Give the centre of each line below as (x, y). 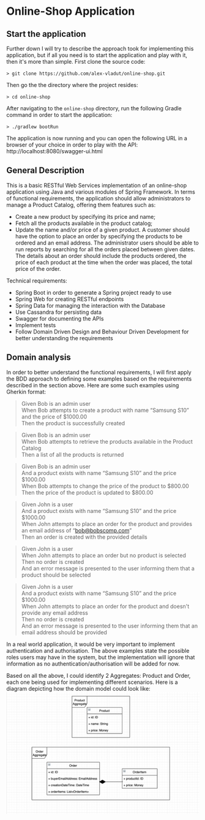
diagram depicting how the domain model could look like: (79, 688)
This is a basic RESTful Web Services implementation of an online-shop (97, 185)
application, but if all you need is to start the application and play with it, (97, 55)
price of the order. (38, 268)
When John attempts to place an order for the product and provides (107, 524)
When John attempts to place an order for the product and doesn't (105, 606)
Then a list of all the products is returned (73, 454)
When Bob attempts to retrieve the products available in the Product (107, 441)
